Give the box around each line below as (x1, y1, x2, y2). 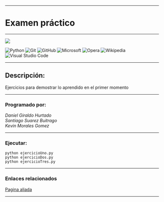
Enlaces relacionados (5, 175, 57, 182)
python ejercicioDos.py (5, 155, 54, 160)
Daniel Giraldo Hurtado (5, 112, 52, 118)
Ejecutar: (5, 139, 27, 146)
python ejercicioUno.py (5, 151, 54, 156)
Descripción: (5, 72, 45, 80)
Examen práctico (5, 18, 75, 28)
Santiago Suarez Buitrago (5, 118, 57, 124)
